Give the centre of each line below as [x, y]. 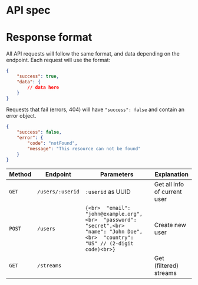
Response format [49, 38]
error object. [21, 116]
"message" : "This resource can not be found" [84, 148]
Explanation [172, 174]
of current [168, 192]
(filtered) [166, 265]
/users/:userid [58, 192]
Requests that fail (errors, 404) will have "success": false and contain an [95, 109]
